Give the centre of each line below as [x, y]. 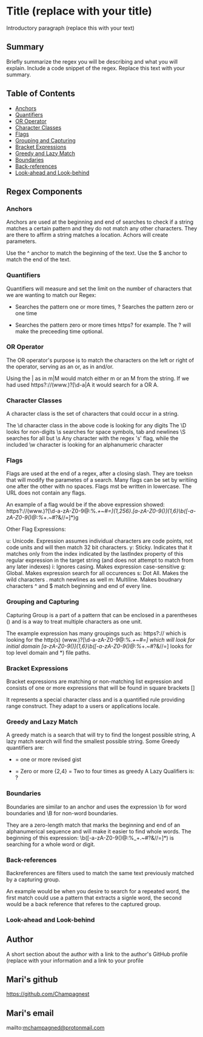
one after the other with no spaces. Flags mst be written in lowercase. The [99, 487]
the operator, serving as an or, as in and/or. [60, 366]
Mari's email [30, 1013]
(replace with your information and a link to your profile [75, 960]
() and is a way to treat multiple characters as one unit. [74, 621]
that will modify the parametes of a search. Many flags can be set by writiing [102, 480]
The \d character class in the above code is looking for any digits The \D [96, 425]
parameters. [22, 241]
